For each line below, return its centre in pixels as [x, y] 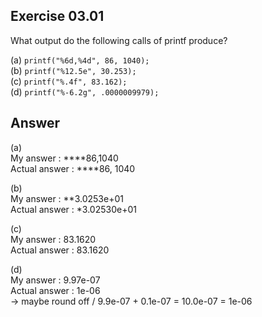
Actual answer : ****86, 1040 [73, 168]
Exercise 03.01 [57, 16]
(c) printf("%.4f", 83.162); [69, 81]
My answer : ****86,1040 [64, 158]
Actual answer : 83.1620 [60, 250]
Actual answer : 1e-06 [55, 290]
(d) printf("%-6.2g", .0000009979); [85, 91]
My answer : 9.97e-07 [55, 280]
